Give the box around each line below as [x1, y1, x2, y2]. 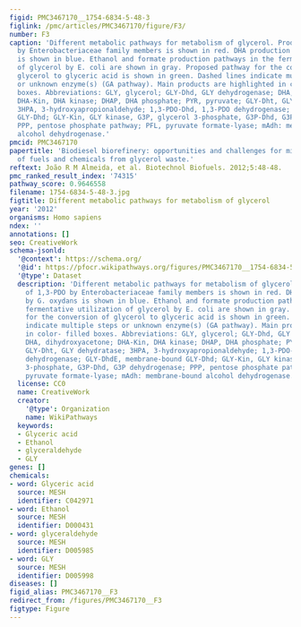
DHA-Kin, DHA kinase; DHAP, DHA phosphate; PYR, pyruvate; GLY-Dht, [17, 96, 279, 106]
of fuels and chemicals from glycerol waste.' [17, 154, 194, 164]
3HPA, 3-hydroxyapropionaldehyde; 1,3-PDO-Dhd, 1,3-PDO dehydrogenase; [17, 105, 291, 114]
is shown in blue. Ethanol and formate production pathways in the [17, 55, 275, 64]
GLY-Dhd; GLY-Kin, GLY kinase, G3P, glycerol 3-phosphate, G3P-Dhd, [17, 113, 279, 122]
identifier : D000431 [17, 521, 94, 530]
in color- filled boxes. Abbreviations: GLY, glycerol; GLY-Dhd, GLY [25, 330, 291, 339]
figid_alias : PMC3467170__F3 [9, 588, 118, 597]
